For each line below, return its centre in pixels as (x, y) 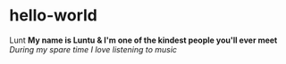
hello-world (54, 16)
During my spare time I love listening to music (93, 49)
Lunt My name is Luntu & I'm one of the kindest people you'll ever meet (143, 40)
